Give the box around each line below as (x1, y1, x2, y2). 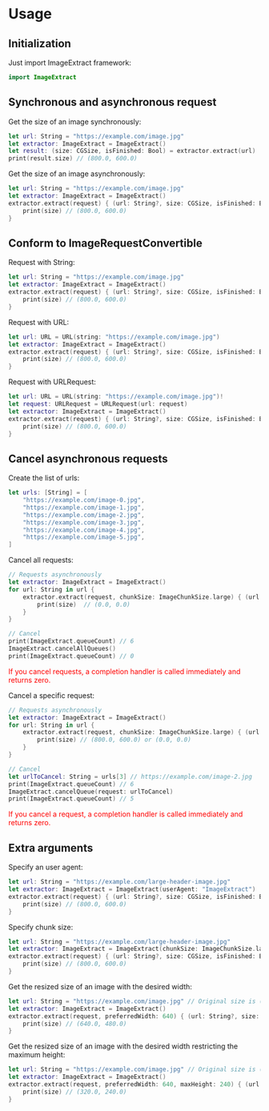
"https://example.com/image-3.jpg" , (22, 518, 146, 527)
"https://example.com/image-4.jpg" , (22, 526, 146, 534)
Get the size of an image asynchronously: (8, 169, 146, 178)
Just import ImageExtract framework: (8, 58, 132, 67)
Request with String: (8, 258, 75, 267)
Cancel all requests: (8, 555, 74, 565)
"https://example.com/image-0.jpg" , (22, 496, 146, 504)
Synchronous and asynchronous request (8, 95, 217, 109)
